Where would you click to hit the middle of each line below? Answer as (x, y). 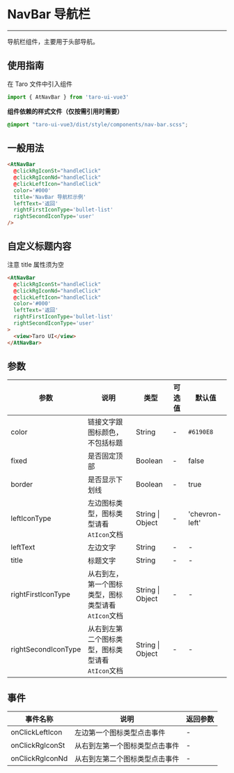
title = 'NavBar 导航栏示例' (50, 197)
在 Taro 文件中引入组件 (40, 84)
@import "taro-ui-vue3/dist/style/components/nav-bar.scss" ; (98, 124)
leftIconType (31, 519)
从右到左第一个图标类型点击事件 (127, 746)
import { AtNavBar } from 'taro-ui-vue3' (68, 97)
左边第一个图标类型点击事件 (120, 732)
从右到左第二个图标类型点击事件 (127, 759)
